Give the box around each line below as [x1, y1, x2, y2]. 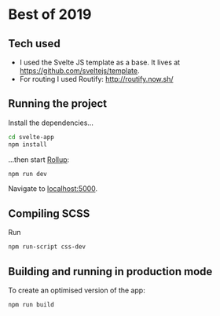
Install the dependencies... [8, 118, 94, 127]
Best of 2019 [8, 6, 92, 24]
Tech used [8, 37, 60, 50]
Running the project [8, 97, 108, 111]
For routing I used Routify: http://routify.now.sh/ [19, 75, 174, 83]
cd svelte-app [8, 133, 55, 141]
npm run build [8, 300, 55, 308]
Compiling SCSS [8, 207, 90, 220]
